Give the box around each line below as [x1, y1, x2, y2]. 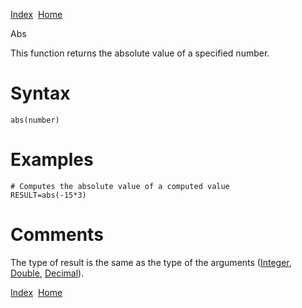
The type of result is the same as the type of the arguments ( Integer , [10, 256, 292, 268]
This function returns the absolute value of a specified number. [10, 47, 270, 59]
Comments [10, 224, 104, 246]
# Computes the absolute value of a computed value [10, 181, 230, 191]
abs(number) [10, 115, 60, 125]
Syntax [10, 82, 71, 105]
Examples [10, 149, 94, 171]
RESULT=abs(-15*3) [10, 190, 87, 200]
